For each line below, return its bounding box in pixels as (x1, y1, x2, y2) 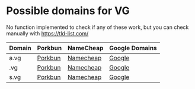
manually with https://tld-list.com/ (6, 29, 89, 37)
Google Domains (109, 44, 157, 52)
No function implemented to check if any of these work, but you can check (6, 24, 189, 31)
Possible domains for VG (6, 4, 130, 18)
